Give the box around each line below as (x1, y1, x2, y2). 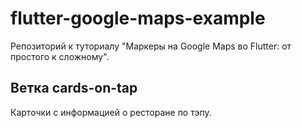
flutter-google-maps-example (10, 7, 266, 30)
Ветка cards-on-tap (10, 80, 138, 97)
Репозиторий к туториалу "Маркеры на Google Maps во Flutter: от (10, 40, 292, 52)
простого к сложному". (10, 50, 110, 62)
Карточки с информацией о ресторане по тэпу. (10, 106, 212, 118)
